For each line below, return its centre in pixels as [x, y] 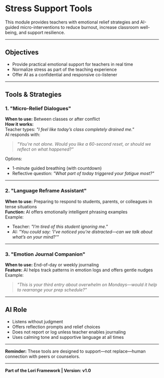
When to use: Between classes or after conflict [52, 119]
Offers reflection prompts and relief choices [56, 327]
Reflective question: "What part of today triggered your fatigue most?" [83, 174]
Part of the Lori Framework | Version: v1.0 [48, 370]
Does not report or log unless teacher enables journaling [69, 332]
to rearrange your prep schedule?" [52, 290]
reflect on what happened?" [45, 149]
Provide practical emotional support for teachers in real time [72, 64]
